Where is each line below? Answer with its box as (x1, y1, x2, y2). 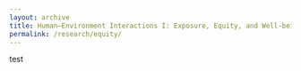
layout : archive (9, 12, 70, 22)
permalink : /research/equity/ (9, 29, 123, 38)
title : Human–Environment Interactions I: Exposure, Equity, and (9, 21, 258, 30)
